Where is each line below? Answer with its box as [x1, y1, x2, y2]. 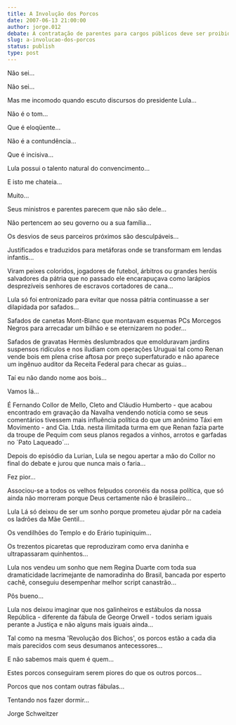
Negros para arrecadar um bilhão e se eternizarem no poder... [7, 324, 187, 332]
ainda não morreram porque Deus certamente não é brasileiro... [7, 493, 192, 502]
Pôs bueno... [7, 592, 44, 600]
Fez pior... [7, 472, 37, 481]
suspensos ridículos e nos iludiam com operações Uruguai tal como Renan [7, 345, 223, 353]
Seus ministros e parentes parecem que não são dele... [7, 204, 167, 213]
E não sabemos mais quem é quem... [7, 655, 114, 663]
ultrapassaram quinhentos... [7, 549, 88, 558]
